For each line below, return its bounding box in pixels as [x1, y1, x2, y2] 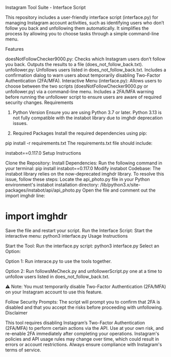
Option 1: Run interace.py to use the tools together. [5, 258, 112, 264]
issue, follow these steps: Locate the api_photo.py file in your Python [5, 176, 150, 182]
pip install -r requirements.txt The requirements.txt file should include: [5, 140, 153, 146]
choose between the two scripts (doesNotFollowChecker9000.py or [5, 83, 149, 89]
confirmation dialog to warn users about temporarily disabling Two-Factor [5, 72, 161, 78]
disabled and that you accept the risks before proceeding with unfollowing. [5, 304, 163, 310]
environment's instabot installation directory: [5, 182, 100, 187]
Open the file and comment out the [82, 187, 156, 193]
